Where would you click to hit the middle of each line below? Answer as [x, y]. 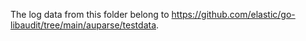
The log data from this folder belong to [90, 14]
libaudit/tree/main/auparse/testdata [83, 25]
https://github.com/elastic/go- [233, 14]
